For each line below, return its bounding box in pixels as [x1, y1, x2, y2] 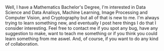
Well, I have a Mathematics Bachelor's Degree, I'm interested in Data [5, 4, 146, 10]
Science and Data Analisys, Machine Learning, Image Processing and [5, 9, 148, 15]
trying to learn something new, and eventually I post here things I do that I [5, 20, 157, 26]
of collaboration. [5, 41, 39, 47]
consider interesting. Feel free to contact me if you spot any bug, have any [5, 25, 158, 31]
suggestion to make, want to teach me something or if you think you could [5, 31, 158, 36]
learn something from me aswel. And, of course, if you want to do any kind [5, 36, 159, 42]
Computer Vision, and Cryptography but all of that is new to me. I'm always [5, 15, 160, 20]
